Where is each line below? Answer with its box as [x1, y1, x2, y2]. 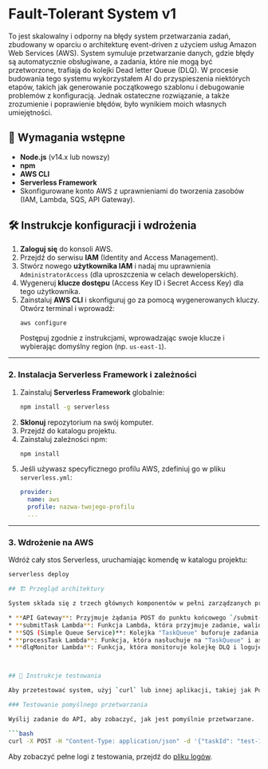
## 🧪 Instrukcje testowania [8, 672, 102, 680]
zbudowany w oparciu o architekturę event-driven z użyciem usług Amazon [8, 39, 257, 49]
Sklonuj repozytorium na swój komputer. [19, 417, 154, 427]
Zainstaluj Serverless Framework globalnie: [19, 387, 165, 396]
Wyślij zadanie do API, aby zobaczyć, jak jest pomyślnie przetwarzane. [8, 715, 255, 723]
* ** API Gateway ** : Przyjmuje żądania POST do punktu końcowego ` [8, 613, 234, 622]
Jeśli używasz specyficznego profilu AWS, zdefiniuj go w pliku [19, 464, 226, 474]
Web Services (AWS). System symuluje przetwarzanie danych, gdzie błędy [8, 48, 254, 58]
